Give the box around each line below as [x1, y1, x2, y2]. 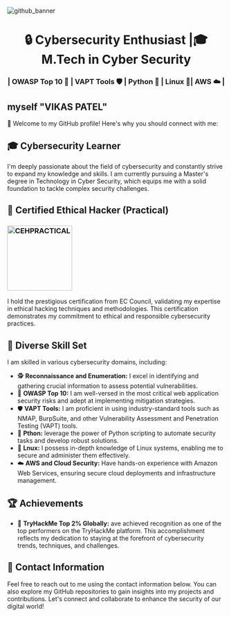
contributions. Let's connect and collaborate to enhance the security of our [7, 594, 221, 603]
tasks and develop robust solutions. [17, 437, 119, 445]
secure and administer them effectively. [17, 451, 130, 459]
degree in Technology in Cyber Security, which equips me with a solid [7, 177, 207, 185]
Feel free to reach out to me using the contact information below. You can [7, 580, 216, 588]
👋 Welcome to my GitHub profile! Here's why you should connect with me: [7, 119, 219, 128]
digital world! [7, 602, 44, 610]
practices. [7, 319, 36, 328]
